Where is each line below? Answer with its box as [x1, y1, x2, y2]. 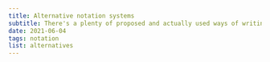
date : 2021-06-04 [8, 27, 67, 35]
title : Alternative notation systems [8, 11, 135, 20]
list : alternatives [8, 42, 74, 50]
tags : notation [8, 34, 59, 43]
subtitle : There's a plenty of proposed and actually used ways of [8, 19, 239, 27]
